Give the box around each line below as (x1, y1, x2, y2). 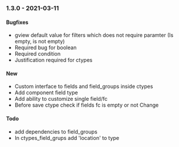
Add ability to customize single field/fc (14, 95, 108, 102)
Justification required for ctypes (14, 57, 93, 64)
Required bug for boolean (14, 44, 77, 51)
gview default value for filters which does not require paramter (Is (14, 32, 174, 39)
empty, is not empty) (14, 38, 65, 45)
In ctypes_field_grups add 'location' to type (14, 134, 120, 141)
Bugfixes (6, 19, 29, 26)
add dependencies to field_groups (14, 128, 98, 135)
